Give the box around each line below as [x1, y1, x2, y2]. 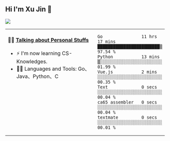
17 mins [97, 38, 116, 44]
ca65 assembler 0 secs [97, 99, 157, 105]
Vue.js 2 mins [97, 69, 157, 75]
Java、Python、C [16, 73, 59, 80]
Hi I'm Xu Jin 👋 [5, 5, 52, 14]
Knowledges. [16, 58, 48, 65]
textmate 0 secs [97, 114, 157, 120]
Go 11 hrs [97, 33, 157, 39]
